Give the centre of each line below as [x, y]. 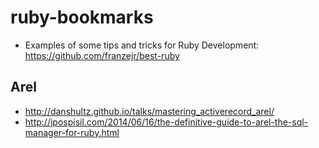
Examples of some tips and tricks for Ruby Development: [142, 45]
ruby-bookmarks [82, 17]
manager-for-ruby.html [72, 132]
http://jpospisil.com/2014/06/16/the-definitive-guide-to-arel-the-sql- [166, 122]
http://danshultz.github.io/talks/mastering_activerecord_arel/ [149, 111]
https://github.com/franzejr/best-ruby [102, 55]
